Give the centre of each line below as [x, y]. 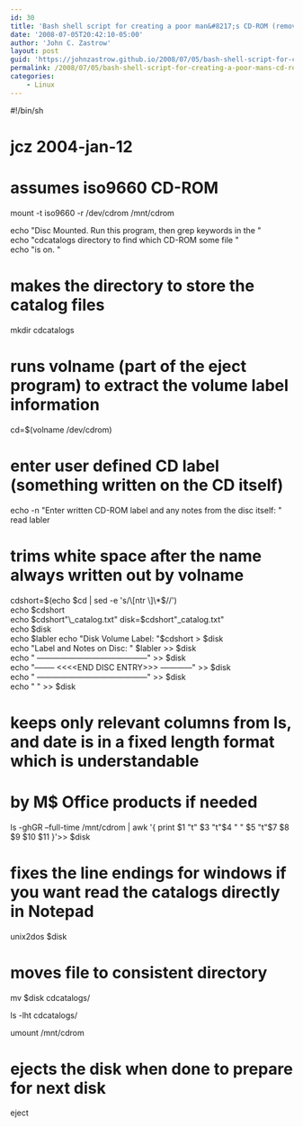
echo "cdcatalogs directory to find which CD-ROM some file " [125, 240]
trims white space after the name [136, 556]
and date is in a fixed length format [143, 742]
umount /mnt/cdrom [47, 1032]
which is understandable [105, 761]
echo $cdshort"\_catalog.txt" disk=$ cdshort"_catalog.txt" [117, 619]
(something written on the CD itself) [147, 485]
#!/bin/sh [27, 110]
